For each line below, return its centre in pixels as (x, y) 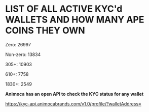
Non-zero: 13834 (23, 54)
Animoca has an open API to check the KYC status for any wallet (74, 94)
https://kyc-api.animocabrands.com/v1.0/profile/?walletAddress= (73, 104)
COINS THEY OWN (45, 31)
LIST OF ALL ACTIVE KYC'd (64, 9)
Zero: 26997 (18, 44)
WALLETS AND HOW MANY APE (75, 20)
